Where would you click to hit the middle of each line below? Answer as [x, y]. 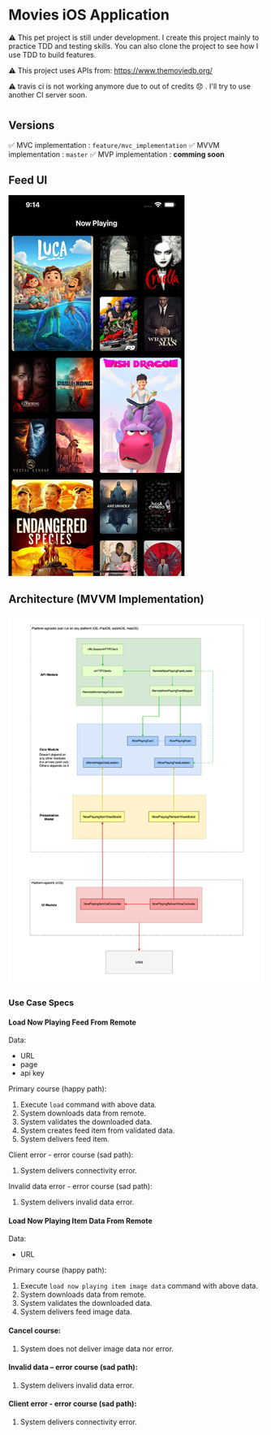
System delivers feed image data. [76, 1312]
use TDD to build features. [52, 54]
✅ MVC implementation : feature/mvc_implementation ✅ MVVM [114, 145]
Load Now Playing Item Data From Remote [80, 1220]
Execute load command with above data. [88, 1105]
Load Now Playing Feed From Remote [72, 1022]
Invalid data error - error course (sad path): [80, 1186]
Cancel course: [34, 1331]
